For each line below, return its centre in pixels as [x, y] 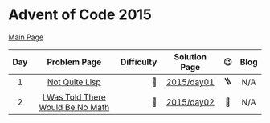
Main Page [26, 37]
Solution [190, 56]
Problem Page [74, 62]
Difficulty [139, 62]
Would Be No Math [74, 107]
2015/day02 [190, 102]
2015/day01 [190, 82]
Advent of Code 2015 [80, 15]
